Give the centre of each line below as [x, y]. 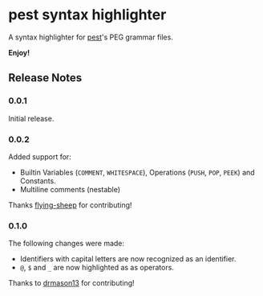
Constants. [38, 181]
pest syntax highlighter [87, 15]
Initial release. [31, 118]
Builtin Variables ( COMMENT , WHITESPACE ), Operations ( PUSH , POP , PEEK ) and [137, 172]
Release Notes [45, 78]
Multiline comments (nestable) [70, 189]
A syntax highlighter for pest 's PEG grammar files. [91, 37]
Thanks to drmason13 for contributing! [71, 283]
